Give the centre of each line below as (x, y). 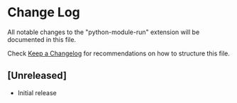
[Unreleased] (37, 76)
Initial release (37, 92)
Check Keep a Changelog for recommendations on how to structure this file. (119, 53)
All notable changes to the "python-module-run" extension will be (104, 32)
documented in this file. (42, 39)
